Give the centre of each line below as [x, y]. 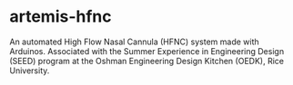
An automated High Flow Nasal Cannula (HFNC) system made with [134, 42]
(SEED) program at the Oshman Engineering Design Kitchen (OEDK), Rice [147, 61]
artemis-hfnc [61, 17]
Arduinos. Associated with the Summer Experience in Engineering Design [147, 51]
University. [30, 71]
